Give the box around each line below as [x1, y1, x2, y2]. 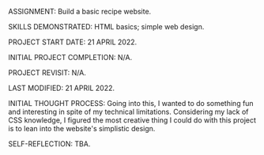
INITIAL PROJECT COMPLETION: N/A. [8, 53, 133, 62]
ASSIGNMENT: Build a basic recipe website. [8, 7, 152, 16]
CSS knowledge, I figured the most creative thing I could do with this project [8, 115, 257, 125]
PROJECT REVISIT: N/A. [8, 68, 87, 77]
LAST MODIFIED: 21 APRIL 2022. [8, 83, 115, 93]
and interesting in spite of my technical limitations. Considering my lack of [8, 107, 249, 116]
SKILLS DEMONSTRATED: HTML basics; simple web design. [8, 22, 205, 31]
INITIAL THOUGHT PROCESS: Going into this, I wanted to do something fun [8, 99, 255, 108]
